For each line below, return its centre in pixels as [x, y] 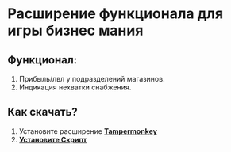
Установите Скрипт [53, 139]
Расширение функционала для [115, 14]
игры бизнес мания [75, 30]
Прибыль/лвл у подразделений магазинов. [92, 79]
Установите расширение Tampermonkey [88, 131]
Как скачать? [43, 112]
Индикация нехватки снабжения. [75, 87]
